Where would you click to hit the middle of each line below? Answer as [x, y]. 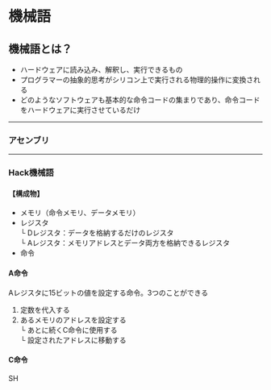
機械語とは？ [40, 49]
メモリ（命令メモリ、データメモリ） [80, 213]
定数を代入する [45, 309]
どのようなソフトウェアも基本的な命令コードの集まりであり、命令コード [140, 100]
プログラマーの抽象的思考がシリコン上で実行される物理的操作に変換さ [137, 80]
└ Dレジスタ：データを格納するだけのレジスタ [97, 233]
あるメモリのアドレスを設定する [73, 320]
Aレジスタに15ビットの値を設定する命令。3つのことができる [108, 292]
